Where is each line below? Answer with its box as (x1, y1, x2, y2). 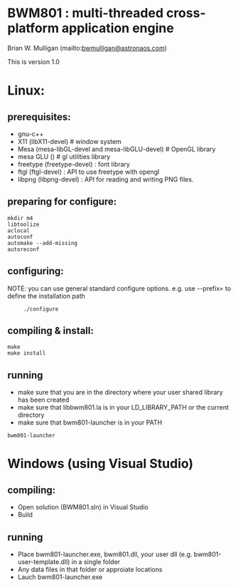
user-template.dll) (17, 558, 70, 566)
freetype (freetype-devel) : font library (17, 160, 130, 168)
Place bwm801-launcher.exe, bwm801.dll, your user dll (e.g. (17, 550, 193, 559)
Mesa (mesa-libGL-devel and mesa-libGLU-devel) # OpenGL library (17, 145, 216, 153)
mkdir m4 (7, 214, 33, 222)
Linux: (7, 83, 45, 99)
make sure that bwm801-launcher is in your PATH (17, 418, 163, 427)
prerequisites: (7, 110, 71, 123)
